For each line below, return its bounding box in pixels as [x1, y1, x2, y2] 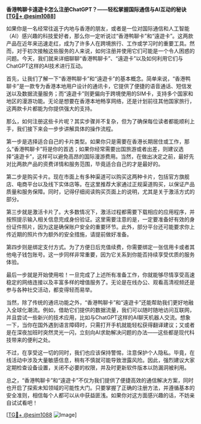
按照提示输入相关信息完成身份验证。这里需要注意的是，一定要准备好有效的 [6, 216, 190, 223]
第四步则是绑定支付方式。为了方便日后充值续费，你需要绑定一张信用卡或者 [6, 244, 190, 250]
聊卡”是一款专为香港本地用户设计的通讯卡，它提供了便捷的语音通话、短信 [6, 83, 187, 89]
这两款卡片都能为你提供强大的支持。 [6, 105, 96, 112]
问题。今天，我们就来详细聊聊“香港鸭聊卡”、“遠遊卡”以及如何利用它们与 [6, 55, 184, 62]
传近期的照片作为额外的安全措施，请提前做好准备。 [6, 231, 132, 238]
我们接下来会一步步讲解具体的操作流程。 [16, 125, 117, 132]
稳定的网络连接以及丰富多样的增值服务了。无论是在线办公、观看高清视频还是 [6, 278, 195, 286]
